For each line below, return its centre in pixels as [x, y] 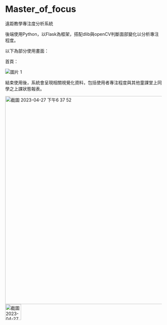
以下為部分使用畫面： [27, 51]
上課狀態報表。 [29, 88]
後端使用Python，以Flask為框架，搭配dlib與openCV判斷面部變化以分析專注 [82, 34]
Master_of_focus [41, 9]
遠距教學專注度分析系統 [29, 23]
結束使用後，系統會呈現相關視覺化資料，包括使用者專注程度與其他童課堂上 [81, 82]
